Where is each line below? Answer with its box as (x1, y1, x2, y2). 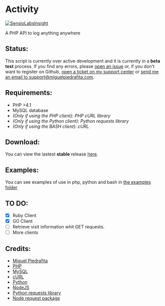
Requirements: (5, 89, 53, 97)
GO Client (12, 218, 33, 224)
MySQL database (12, 107, 49, 113)
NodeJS (12, 284, 30, 290)
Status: (5, 44, 29, 53)
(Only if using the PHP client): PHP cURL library (12, 112, 111, 119)
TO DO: (5, 199, 29, 207)
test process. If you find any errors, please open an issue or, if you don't (5, 63, 155, 69)
